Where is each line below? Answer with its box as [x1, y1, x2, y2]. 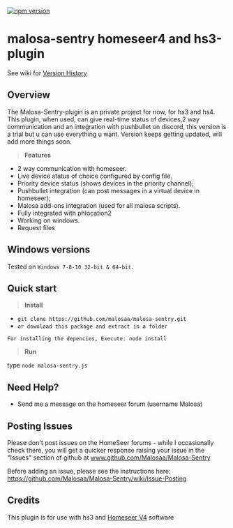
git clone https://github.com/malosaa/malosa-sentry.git [17, 316, 187, 323]
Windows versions [7, 244, 91, 256]
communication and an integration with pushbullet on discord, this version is [7, 122, 227, 130]
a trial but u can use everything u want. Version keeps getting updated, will [7, 130, 223, 138]
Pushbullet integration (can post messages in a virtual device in [17, 186, 200, 195]
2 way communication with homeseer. [17, 164, 127, 172]
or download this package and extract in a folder [17, 323, 168, 331]
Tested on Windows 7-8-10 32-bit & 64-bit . [7, 262, 134, 271]
